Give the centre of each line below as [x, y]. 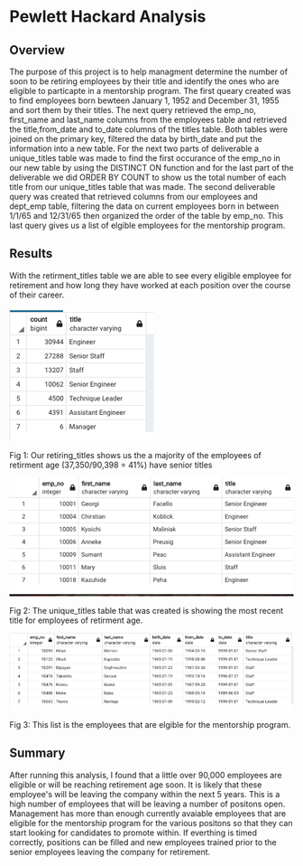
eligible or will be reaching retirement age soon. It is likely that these [136, 785]
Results [31, 254]
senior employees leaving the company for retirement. [110, 852]
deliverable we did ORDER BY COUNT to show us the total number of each [148, 177]
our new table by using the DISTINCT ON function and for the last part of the [152, 168]
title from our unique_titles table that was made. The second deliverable [142, 187]
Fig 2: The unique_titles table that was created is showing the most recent [147, 610]
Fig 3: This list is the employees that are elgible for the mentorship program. [150, 724]
